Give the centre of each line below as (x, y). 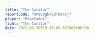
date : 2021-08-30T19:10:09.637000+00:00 (47, 28)
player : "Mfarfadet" (26, 19)
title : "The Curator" (27, 10)
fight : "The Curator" (27, 23)
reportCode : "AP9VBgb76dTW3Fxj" (38, 14)
